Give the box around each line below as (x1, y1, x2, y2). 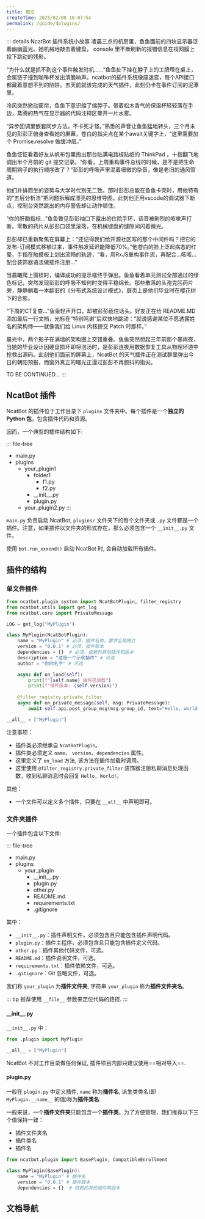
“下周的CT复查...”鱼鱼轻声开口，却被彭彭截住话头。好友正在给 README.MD (6, 307, 196, 315)
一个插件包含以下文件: (6, 829, 62, 837)
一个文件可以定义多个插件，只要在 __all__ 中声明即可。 (15, 798, 156, 805)
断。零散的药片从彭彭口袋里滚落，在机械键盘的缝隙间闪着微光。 (6, 222, 167, 230)
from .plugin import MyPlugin (6, 1036, 84, 1042)
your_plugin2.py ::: (24, 504, 71, 511)
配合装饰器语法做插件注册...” (6, 258, 77, 266)
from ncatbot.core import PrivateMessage (6, 610, 113, 616)
